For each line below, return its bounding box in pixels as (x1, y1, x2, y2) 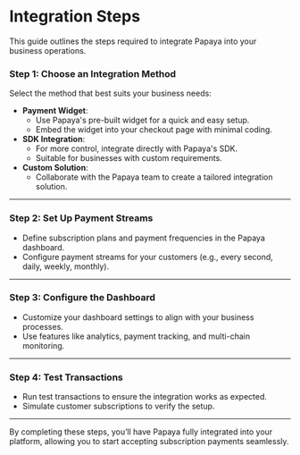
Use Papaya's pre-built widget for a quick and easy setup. (35, 114, 250, 126)
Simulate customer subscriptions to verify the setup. (21, 400, 215, 412)
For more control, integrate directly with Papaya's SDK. (35, 143, 238, 154)
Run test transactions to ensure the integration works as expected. (21, 392, 268, 402)
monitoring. (21, 340, 65, 350)
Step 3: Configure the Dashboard (9, 291, 156, 304)
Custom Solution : (21, 163, 88, 173)
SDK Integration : (21, 134, 86, 145)
